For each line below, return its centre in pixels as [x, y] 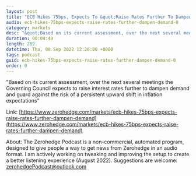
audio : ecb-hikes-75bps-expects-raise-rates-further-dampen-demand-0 [92, 22]
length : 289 [20, 44]
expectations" [23, 101]
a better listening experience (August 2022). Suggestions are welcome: [92, 160]
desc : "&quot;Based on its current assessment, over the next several [94, 33]
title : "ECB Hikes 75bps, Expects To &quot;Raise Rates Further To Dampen [99, 17]
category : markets [28, 28]
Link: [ [14, 112]
